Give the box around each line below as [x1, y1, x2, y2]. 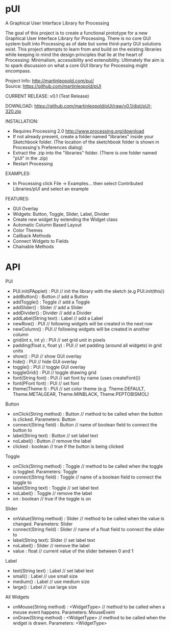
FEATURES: [5, 195, 30, 201]
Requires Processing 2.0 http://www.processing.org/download [12, 128, 144, 134]
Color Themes [12, 227, 43, 233]
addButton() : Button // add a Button [12, 293, 88, 299]
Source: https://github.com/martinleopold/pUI [5, 83, 102, 89]
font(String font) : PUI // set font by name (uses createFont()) [12, 374, 141, 381]
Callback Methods [12, 233, 51, 239]
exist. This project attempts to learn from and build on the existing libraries [5, 46, 162, 52]
